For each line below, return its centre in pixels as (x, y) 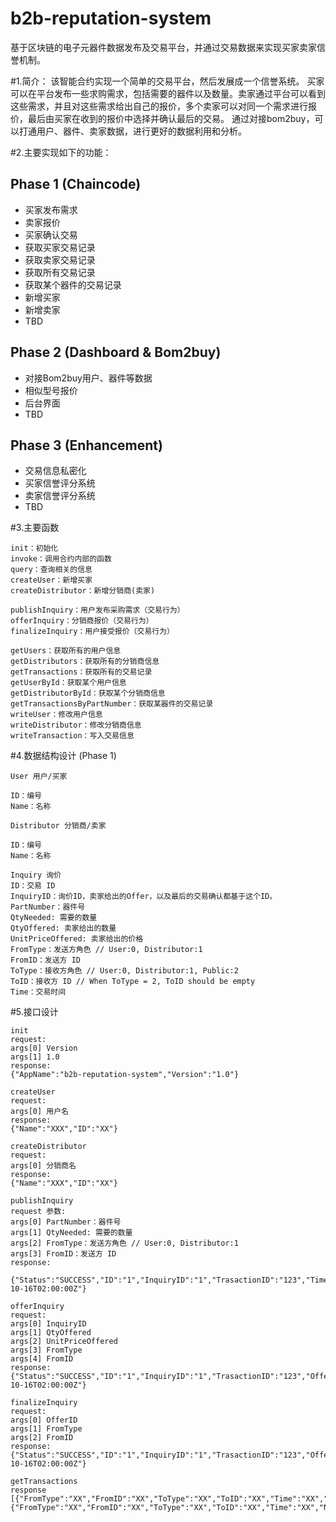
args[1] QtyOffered (51, 1333)
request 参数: (38, 1212)
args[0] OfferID (44, 1420)
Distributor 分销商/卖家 (58, 826)
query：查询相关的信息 (51, 570)
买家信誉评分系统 (60, 483)
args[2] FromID (42, 1438)
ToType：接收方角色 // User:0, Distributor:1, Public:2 (124, 971)
